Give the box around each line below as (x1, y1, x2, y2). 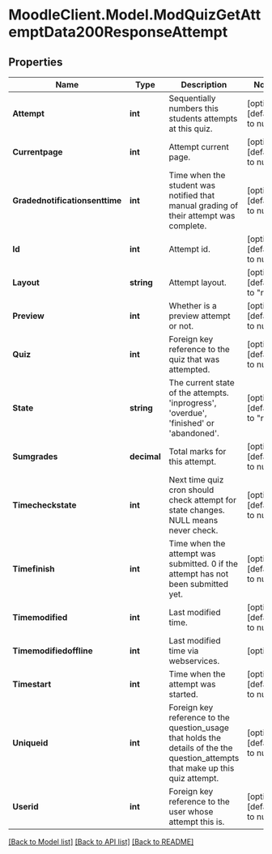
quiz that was (168, 354, 220, 365)
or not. (168, 321, 194, 331)
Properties (8, 55, 63, 69)
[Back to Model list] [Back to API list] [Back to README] (8, 837, 194, 847)
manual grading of (168, 200, 239, 211)
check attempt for (168, 495, 237, 505)
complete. (168, 220, 207, 232)
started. (168, 689, 198, 699)
